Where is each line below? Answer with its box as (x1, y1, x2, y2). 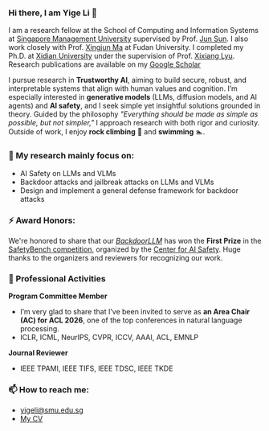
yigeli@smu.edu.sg (19, 405, 84, 415)
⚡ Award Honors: (8, 215, 76, 226)
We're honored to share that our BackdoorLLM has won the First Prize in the (8, 236, 262, 245)
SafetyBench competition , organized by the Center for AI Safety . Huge (8, 244, 241, 254)
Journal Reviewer (8, 348, 68, 358)
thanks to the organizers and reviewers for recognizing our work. (8, 252, 223, 262)
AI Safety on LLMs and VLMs (19, 168, 116, 178)
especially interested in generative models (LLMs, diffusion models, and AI (8, 92, 258, 102)
